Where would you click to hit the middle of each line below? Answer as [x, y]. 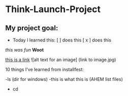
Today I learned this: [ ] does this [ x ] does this [62, 40]
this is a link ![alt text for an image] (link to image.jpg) [61, 60]
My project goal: [32, 28]
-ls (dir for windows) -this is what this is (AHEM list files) [64, 79]
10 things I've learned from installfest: [44, 69]
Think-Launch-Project [53, 9]
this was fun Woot [25, 50]
